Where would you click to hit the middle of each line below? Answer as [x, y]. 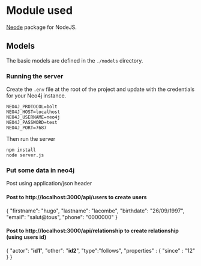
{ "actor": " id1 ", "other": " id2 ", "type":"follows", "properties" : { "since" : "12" [101, 250]
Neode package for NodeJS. [41, 27]
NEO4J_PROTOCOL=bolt [32, 107]
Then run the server [31, 139]
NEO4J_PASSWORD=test [32, 123]
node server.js [25, 155]
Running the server [35, 76]
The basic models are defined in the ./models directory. [75, 60]
